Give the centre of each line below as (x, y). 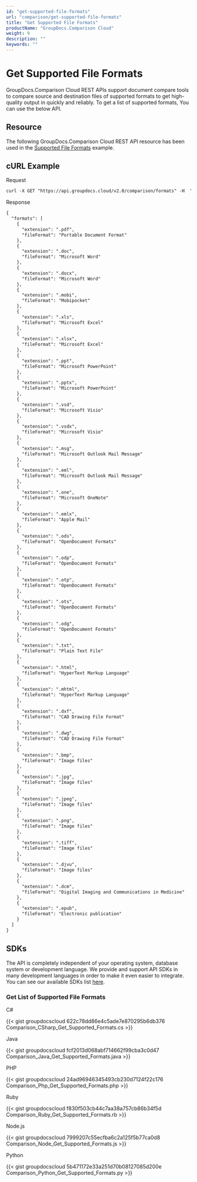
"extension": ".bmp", (48, 755)
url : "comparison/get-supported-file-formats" (64, 17)
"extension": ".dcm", (48, 886)
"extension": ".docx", (49, 273)
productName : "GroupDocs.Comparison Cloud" (60, 28)
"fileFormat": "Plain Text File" (62, 651)
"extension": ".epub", (49, 908)
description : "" (26, 39)
